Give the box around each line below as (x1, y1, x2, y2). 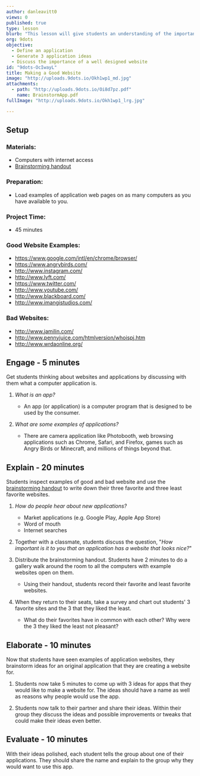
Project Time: (6, 213, 46, 221)
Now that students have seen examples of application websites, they (6, 655, 175, 663)
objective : (6, 42, 33, 48)
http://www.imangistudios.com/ (14, 299, 92, 306)
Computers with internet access (14, 157, 93, 164)
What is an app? (14, 391, 55, 398)
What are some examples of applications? (14, 421, 119, 428)
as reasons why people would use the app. (14, 692, 120, 700)
